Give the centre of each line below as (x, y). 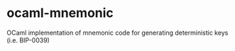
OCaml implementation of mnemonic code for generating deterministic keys (117, 33)
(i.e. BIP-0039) (28, 40)
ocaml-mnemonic (60, 13)
